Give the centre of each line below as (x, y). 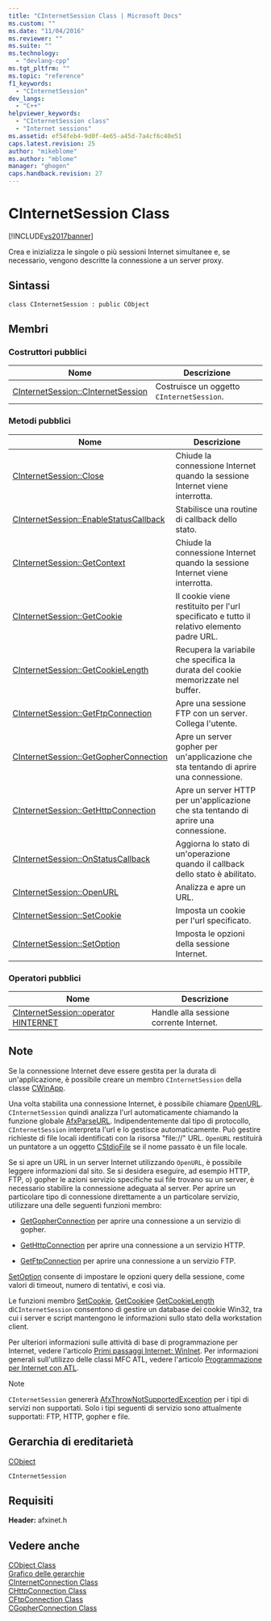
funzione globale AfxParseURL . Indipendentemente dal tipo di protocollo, (130, 1121)
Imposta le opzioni (210, 933)
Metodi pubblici (40, 421)
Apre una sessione (211, 703)
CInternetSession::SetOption (67, 943)
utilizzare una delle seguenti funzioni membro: (85, 1205)
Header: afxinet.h (38, 1520)
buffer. (188, 690)
